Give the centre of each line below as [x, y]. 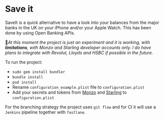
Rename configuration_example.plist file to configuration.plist [78, 87]
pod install [24, 82]
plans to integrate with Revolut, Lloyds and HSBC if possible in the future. [79, 53]
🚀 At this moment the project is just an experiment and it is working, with [78, 42]
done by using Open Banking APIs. [40, 33]
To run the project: [24, 62]
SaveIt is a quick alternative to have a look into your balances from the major [82, 22]
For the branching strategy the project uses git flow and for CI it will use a [81, 107]
